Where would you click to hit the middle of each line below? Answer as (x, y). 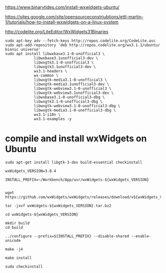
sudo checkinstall (24, 267)
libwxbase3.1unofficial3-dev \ (66, 58)
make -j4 (14, 249)
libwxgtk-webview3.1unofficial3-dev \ (74, 93)
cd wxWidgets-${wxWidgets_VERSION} (42, 214)
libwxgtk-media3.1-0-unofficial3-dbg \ (75, 110)
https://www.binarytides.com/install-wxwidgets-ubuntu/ (62, 7)
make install (19, 258)
